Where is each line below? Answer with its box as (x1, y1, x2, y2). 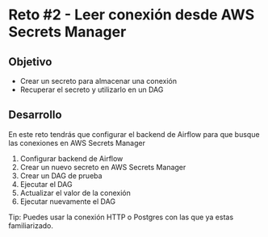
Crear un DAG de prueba (19, 171, 103, 181)
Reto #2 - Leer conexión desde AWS (8, 6, 255, 24)
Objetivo (8, 55, 52, 69)
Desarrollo (8, 108, 62, 122)
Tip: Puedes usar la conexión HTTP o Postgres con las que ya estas (8, 212, 234, 222)
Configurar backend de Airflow (19, 153, 124, 163)
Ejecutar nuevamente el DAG (19, 196, 115, 206)
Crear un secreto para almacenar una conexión (19, 77, 178, 85)
